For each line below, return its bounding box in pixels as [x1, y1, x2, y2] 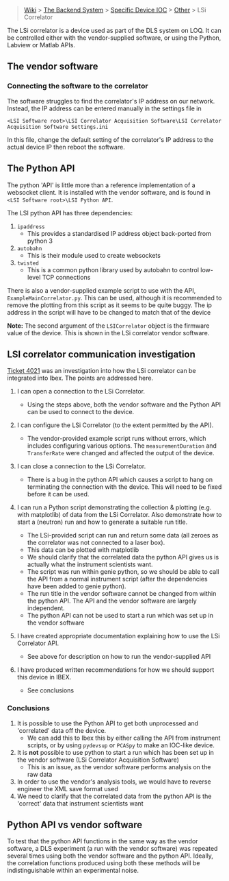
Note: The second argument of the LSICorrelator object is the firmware [7, 322, 210, 330]
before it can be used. [27, 490, 90, 498]
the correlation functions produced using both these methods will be [7, 859, 200, 867]
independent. [27, 604, 65, 612]
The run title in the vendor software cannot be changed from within [27, 590, 217, 598]
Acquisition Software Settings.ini [7, 123, 109, 130]
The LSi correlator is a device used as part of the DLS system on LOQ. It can [7, 27, 221, 34]
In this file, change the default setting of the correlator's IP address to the [7, 135, 214, 143]
